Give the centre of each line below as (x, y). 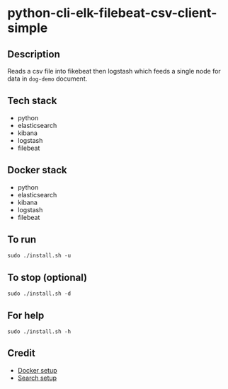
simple (28, 28)
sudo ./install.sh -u (39, 256)
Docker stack (37, 170)
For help (26, 315)
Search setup (37, 378)
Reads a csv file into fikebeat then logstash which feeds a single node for (114, 71)
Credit (21, 353)
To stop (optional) (47, 277)
